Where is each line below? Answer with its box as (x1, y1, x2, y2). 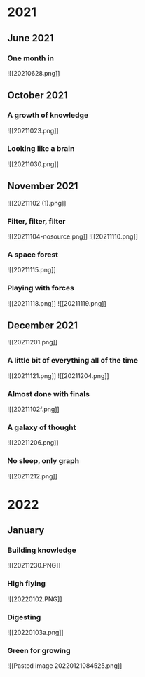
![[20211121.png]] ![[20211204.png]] (7, 371, 110, 380)
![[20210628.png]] (7, 69, 60, 77)
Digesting (7, 612, 41, 622)
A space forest (7, 250, 58, 260)
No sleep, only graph (7, 456, 79, 466)
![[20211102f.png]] (7, 405, 60, 413)
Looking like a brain (7, 144, 75, 154)
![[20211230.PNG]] (7, 561, 61, 570)
